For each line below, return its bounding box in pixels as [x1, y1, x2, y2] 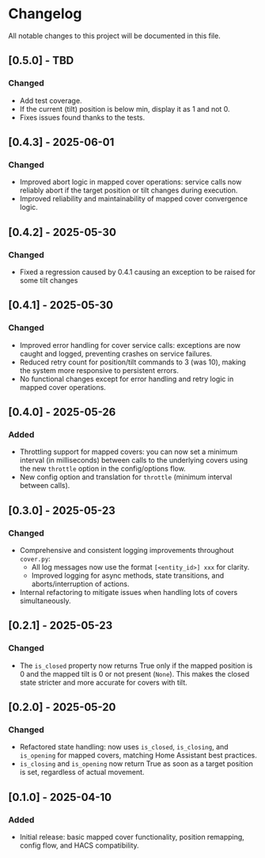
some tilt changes [19, 276, 78, 285]
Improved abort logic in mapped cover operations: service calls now [19, 177, 242, 187]
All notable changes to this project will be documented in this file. [8, 31, 221, 40]
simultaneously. [19, 596, 71, 606]
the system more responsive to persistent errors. [19, 365, 180, 375]
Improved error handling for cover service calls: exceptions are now [19, 340, 241, 349]
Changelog [8, 5, 82, 23]
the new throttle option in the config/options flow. [19, 464, 186, 474]
